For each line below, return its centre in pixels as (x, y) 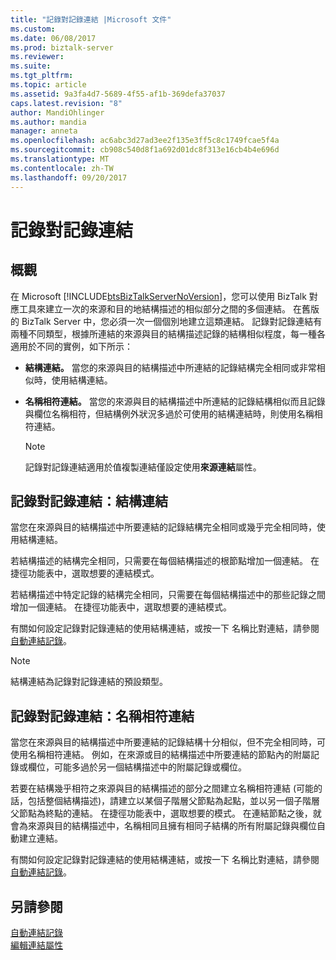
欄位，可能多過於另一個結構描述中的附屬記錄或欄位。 (137, 767)
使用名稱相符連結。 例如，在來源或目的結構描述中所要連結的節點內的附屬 (160, 755)
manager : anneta (44, 131)
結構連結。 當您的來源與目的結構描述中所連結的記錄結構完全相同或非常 (170, 367)
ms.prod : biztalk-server (62, 47)
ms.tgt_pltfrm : (42, 76)
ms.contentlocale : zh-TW (62, 168)
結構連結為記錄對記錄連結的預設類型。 (89, 682)
